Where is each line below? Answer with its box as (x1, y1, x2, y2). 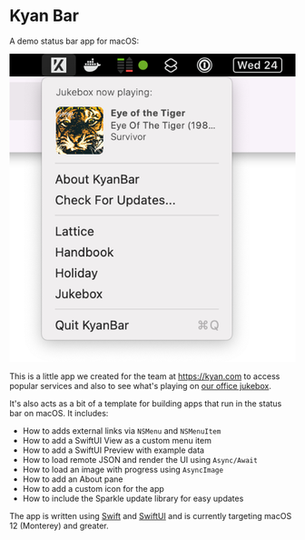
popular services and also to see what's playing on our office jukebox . (9, 381, 272, 392)
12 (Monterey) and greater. (9, 520, 109, 532)
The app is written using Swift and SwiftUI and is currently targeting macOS (9, 511, 292, 522)
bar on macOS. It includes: (9, 408, 109, 419)
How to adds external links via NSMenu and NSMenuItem (22, 425, 221, 436)
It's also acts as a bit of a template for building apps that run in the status (9, 398, 282, 409)
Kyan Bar (9, 5, 80, 26)
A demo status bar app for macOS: (9, 35, 139, 46)
